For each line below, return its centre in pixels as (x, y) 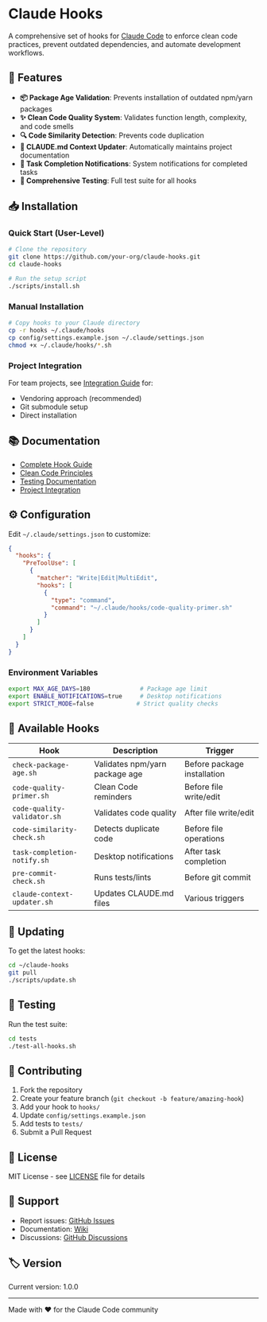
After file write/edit (219, 813)
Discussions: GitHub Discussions (74, 1237)
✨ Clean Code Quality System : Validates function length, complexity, (133, 117)
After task (202, 852)
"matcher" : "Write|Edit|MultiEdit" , (97, 578)
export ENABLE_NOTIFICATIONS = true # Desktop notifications (115, 696)
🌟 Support (34, 1201)
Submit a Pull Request (56, 1132)
